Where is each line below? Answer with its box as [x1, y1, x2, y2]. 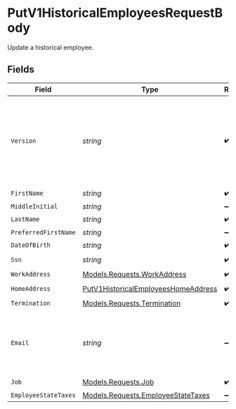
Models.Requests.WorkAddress [82, 270, 187, 279]
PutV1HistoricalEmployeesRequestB [7, 5, 223, 21]
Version [11, 137, 37, 145]
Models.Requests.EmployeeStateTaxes [82, 390, 211, 400]
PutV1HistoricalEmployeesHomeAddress [82, 284, 218, 294]
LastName [11, 215, 40, 223]
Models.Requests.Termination [82, 298, 181, 308]
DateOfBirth [11, 241, 51, 249]
